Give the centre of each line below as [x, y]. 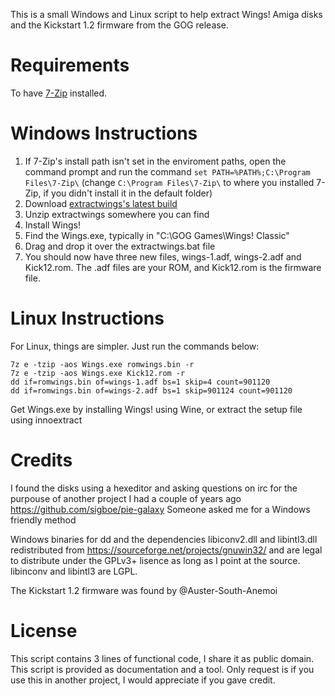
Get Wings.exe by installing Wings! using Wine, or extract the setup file [156, 409]
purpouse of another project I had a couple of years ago [126, 498]
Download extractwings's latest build [101, 203]
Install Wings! [52, 225]
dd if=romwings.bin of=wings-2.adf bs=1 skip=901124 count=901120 [151, 390]
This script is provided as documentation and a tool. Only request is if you [162, 669]
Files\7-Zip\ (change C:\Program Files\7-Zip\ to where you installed [169, 182]
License [44, 630]
